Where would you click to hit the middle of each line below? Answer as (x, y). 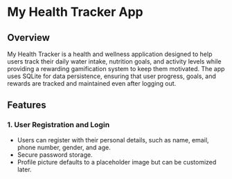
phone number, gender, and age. (64, 147)
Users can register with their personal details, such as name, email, (113, 140)
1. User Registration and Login (59, 125)
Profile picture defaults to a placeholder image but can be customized (117, 162)
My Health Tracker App (75, 12)
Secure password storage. (55, 154)
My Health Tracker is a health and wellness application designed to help (110, 54)
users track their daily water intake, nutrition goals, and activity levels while (114, 62)
